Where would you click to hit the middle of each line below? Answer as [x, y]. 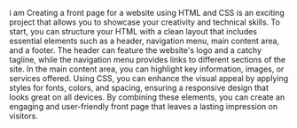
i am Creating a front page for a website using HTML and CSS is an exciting [147, 13]
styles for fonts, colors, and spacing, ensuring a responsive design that [139, 88]
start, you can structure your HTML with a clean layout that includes [133, 31]
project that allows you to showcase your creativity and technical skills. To [145, 22]
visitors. [23, 116]
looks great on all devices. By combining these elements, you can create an [147, 97]
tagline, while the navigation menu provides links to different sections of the [148, 60]
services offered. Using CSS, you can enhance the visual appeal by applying [149, 78]
